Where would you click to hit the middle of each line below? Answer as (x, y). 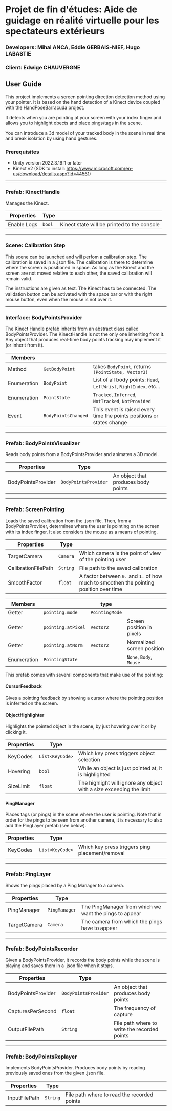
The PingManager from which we (121, 907)
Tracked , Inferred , (115, 395)
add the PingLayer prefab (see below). (46, 826)
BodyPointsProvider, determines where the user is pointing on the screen (82, 526)
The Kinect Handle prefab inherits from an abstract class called (72, 329)
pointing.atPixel (64, 627)
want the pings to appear (111, 913)
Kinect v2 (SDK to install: (39, 169)
